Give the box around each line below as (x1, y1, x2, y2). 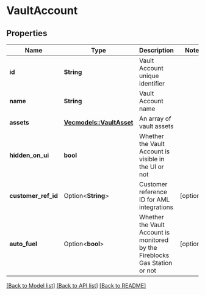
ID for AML (139, 195, 170, 203)
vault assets (139, 122, 174, 130)
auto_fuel (9, 239, 38, 248)
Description (139, 46, 174, 54)
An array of (139, 114, 171, 123)
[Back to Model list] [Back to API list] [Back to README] (6, 282, 146, 289)
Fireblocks (139, 251, 170, 260)
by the (139, 244, 157, 252)
